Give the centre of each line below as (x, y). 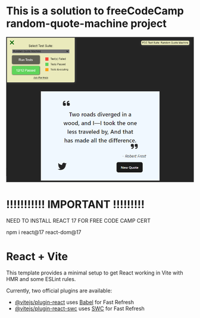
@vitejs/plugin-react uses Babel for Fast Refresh (74, 303)
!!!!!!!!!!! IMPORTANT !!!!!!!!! (75, 204)
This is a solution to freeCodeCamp (95, 11)
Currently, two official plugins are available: (59, 291)
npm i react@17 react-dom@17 (44, 232)
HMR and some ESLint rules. (41, 279)
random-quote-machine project (86, 24)
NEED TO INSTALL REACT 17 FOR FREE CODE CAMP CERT (78, 221)
